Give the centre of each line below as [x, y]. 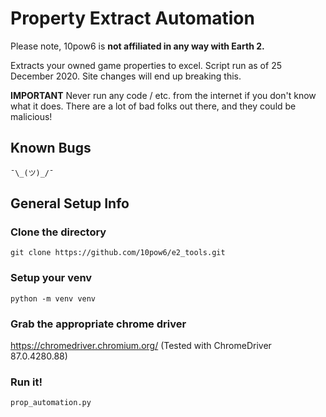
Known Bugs [51, 148]
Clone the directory [58, 232]
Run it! [26, 382]
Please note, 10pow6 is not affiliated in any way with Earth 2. [137, 46]
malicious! [31, 116]
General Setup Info [70, 203]
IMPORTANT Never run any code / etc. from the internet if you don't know [163, 95]
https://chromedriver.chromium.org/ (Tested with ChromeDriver [141, 346]
